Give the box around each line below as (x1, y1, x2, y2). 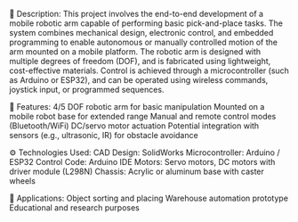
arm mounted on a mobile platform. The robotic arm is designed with (9, 46, 262, 57)
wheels (9, 176, 36, 186)
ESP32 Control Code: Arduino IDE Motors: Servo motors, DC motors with (9, 157, 276, 167)
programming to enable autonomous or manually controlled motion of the (9, 37, 278, 47)
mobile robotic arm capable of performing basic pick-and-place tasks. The (9, 18, 283, 29)
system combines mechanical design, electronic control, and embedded (9, 28, 274, 37)
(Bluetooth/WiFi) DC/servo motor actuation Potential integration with (9, 120, 260, 131)
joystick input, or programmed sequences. (9, 85, 165, 95)
